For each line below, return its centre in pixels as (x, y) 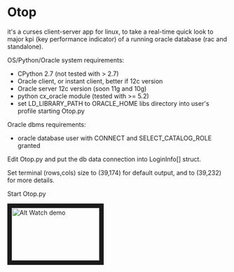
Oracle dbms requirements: (47, 124)
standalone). (25, 46)
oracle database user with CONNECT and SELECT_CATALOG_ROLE (115, 138)
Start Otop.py (27, 193)
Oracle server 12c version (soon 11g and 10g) (82, 88)
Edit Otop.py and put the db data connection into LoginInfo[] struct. (104, 159)
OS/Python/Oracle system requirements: (66, 60)
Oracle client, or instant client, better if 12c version (90, 81)
